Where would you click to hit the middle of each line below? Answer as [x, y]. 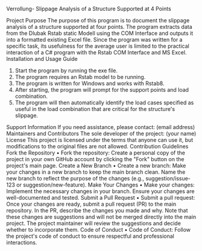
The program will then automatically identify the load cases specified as [104, 103]
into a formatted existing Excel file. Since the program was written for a [94, 40]
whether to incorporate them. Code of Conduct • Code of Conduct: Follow [99, 230]
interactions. [22, 243]
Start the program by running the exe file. [66, 71]
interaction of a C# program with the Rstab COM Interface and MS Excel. [96, 52]
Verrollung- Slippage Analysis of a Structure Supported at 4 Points [89, 9]
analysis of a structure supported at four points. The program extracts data [99, 27]
